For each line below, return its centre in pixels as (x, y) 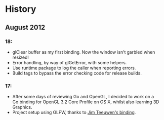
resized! (20, 57)
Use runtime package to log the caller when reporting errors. (74, 68)
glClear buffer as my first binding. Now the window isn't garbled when (83, 52)
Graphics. (22, 107)
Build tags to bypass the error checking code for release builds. (77, 73)
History (21, 9)
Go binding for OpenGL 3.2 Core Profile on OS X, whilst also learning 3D (86, 102)
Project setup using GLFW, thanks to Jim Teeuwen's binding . (74, 113)
